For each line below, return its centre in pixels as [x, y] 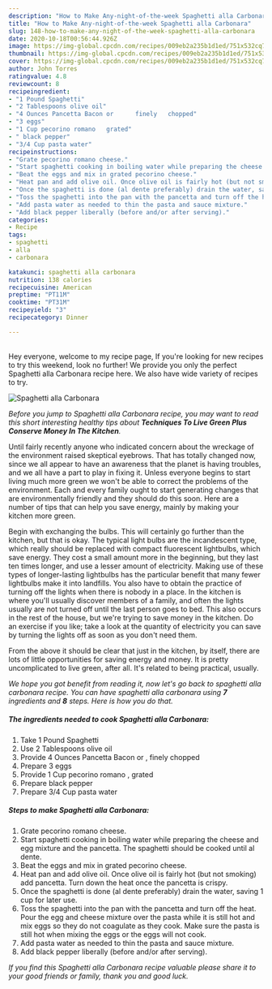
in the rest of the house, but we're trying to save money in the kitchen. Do [131, 617]
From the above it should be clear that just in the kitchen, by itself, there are [134, 650]
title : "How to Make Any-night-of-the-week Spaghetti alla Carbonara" [130, 24]
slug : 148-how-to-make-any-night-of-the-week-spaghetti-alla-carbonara [132, 31]
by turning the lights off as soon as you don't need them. [103, 635]
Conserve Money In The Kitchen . [65, 430]
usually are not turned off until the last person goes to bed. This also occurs [135, 609]
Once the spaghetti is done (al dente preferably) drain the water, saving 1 [142, 891]
